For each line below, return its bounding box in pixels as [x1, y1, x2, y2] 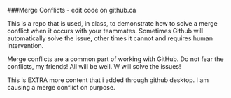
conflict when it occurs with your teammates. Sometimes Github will [7, 27, 204, 35]
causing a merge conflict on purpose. [7, 83, 115, 91]
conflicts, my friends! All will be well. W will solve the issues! [7, 63, 181, 70]
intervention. [7, 42, 44, 49]
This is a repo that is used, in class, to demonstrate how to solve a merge [7, 19, 218, 27]
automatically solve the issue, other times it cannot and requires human [7, 34, 213, 42]
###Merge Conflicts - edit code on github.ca [7, 6, 136, 14]
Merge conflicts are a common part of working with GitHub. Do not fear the [7, 55, 224, 63]
